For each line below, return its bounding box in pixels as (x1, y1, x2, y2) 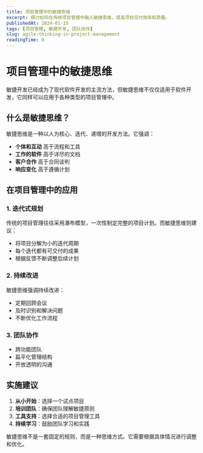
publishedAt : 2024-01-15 (6, 20, 69, 26)
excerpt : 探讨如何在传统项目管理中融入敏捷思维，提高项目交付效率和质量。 (6, 14, 170, 21)
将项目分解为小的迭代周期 (14, 240, 79, 247)
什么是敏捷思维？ (6, 113, 70, 123)
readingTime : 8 (6, 37, 45, 43)
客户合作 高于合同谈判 (14, 158, 70, 165)
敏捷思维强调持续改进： (6, 286, 65, 294)
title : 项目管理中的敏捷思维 (6, 8, 71, 15)
